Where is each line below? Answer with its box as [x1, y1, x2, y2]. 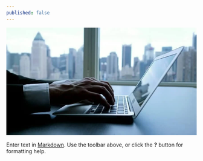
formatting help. [6, 147, 47, 154]
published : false [6, 10, 50, 16]
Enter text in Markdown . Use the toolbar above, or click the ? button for [6, 141, 183, 148]
